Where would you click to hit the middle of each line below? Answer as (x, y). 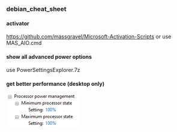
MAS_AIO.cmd (24, 43)
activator (18, 23)
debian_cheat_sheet (37, 9)
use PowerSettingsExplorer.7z (43, 70)
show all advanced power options (49, 56)
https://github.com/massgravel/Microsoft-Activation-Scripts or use (89, 37)
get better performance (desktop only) (55, 83)
